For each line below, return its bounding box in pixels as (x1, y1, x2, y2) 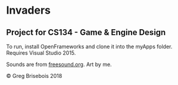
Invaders (6, 4, 51, 17)
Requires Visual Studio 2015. (6, 49, 76, 56)
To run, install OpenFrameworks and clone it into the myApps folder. (6, 43, 173, 50)
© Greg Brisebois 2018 (6, 73, 63, 79)
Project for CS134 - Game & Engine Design (6, 27, 166, 37)
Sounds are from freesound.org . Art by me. (6, 61, 112, 68)
